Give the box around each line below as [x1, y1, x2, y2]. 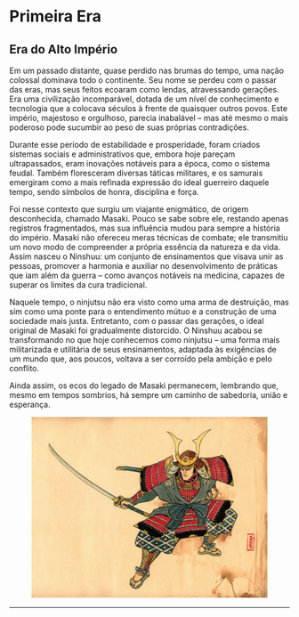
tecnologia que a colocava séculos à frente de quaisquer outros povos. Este [9, 103, 287, 113]
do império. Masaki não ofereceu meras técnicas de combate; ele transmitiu [9, 232, 288, 242]
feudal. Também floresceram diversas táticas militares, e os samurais [9, 167, 263, 178]
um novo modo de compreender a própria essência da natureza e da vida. [9, 242, 281, 252]
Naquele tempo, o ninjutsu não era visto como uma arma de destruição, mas [9, 296, 289, 307]
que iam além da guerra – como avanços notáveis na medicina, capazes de [9, 270, 285, 280]
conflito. [9, 363, 40, 373]
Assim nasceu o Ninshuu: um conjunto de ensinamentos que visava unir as [9, 251, 284, 262]
